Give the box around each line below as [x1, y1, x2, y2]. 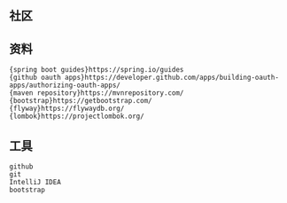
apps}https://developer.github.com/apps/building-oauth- [65, 74, 279, 82]
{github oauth [9, 74, 62, 82]
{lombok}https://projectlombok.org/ [9, 112, 144, 121]
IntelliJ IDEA [9, 178, 62, 187]
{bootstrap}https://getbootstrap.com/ [9, 97, 152, 105]
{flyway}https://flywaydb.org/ [9, 105, 125, 113]
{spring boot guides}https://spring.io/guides [9, 66, 184, 74]
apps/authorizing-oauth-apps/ [9, 81, 121, 90]
